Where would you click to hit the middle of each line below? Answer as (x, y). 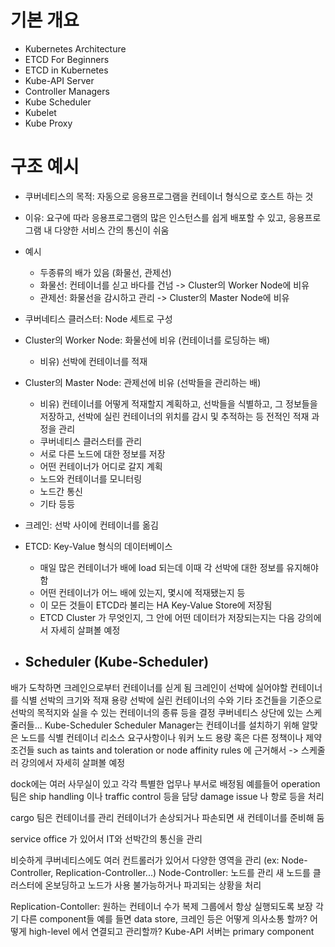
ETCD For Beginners (67, 59)
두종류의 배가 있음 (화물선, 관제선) (105, 272)
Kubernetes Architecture (75, 48)
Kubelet (40, 112)
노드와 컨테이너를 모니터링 (91, 478)
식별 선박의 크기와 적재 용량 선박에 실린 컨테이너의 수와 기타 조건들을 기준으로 (171, 700)
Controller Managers (67, 91)
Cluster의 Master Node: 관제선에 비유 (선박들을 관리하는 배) (143, 382)
